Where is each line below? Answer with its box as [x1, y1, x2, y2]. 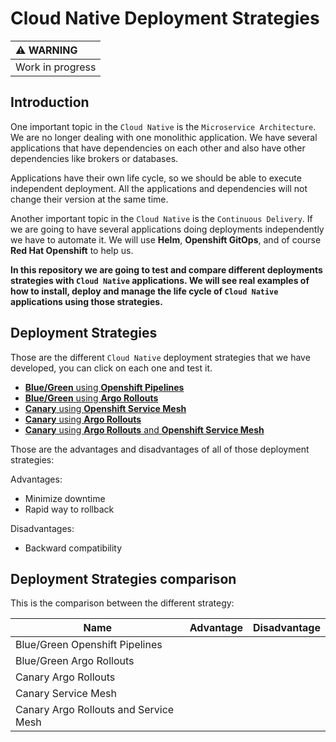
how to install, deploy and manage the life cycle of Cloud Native [10, 285, 279, 297]
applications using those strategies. [10, 295, 163, 307]
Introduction [10, 94, 90, 111]
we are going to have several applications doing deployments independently [10, 223, 325, 235]
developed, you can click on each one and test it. [10, 362, 213, 374]
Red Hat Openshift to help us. [10, 244, 134, 256]
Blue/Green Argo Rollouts [15, 654, 135, 668]
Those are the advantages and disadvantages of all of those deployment [10, 443, 310, 455]
